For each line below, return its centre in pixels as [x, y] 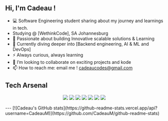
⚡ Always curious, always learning [48, 55]
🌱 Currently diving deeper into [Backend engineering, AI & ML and [81, 44]
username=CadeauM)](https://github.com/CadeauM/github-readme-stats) [82, 113]
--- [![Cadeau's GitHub [29, 108]
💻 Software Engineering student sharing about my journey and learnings [88, 21]
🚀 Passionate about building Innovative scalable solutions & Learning [83, 38]
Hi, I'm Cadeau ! [31, 8]
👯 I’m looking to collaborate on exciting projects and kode [72, 62]
